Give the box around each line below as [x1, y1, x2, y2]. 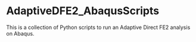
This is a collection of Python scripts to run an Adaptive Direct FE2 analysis [6, 24, 191, 31]
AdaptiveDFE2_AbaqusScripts [6, 4, 160, 18]
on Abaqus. [6, 30, 35, 37]
